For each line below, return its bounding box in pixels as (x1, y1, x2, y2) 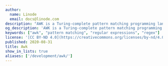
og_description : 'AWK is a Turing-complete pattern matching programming (5, 26, 162, 31)
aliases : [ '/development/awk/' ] (5, 53, 72, 59)
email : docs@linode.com (9, 16, 59, 21)
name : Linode (9, 12, 37, 17)
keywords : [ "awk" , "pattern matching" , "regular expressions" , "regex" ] (5, 30, 160, 35)
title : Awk (5, 44, 28, 49)
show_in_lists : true (5, 49, 48, 54)
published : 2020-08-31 (5, 40, 52, 45)
